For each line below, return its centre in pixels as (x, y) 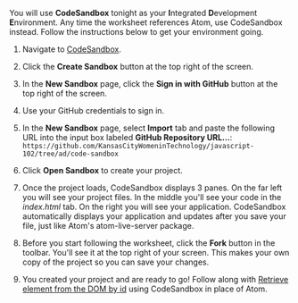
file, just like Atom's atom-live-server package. (108, 226)
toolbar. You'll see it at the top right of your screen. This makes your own (156, 252)
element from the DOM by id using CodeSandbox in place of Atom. (145, 289)
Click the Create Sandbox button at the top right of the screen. (138, 67)
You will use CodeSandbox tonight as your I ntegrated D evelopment (133, 13)
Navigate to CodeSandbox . (72, 49)
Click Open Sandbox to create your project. (102, 170)
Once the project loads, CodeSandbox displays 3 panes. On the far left (152, 188)
